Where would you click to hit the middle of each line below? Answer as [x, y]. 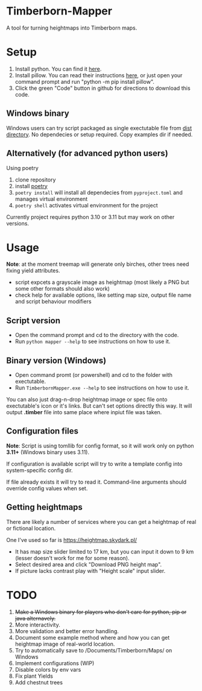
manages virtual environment [51, 199]
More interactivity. [37, 625]
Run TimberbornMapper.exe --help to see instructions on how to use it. [102, 388]
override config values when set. [47, 488]
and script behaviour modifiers [53, 301]
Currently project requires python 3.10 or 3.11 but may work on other [90, 217]
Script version [33, 320]
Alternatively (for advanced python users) [87, 153]
